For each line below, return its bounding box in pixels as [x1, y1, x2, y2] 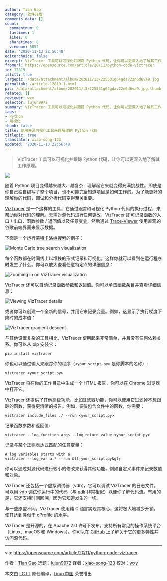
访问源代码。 [5, 535, 31, 541]
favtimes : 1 [9, 30, 35, 35]
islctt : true [5, 72, 32, 77]
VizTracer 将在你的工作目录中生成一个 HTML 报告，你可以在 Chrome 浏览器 [5, 380, 160, 386]
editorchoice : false [5, 53, 48, 59]
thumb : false [5, 123, 32, 128]
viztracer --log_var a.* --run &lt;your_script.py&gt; [5, 456, 121, 461]
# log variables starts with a [5, 452, 70, 457]
